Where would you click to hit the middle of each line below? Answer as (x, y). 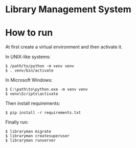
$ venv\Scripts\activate (32, 94)
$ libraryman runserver (31, 141)
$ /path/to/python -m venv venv (40, 66)
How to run (29, 33)
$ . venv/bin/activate (29, 71)
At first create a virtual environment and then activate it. (64, 47)
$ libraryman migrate (28, 132)
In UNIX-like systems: (28, 57)
